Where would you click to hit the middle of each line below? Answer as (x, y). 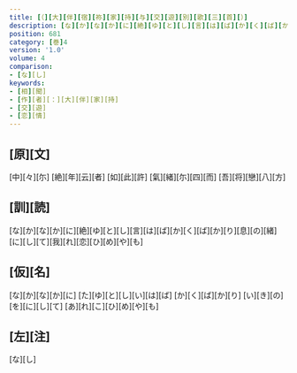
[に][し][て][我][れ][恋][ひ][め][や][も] (76, 241)
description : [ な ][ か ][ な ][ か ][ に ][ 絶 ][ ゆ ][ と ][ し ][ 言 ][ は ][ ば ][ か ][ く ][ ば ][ (146, 26)
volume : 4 (27, 58)
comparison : (31, 67)
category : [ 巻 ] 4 (38, 42)
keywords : (27, 83)
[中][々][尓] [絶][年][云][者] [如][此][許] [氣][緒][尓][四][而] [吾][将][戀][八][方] (148, 177)
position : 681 (35, 34)
